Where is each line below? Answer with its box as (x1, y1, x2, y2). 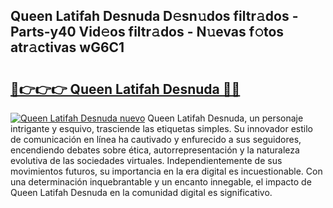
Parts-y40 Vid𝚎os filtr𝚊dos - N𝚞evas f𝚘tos (10, 24, 285, 41)
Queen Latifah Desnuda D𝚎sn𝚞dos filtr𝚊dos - (10, 8, 299, 25)
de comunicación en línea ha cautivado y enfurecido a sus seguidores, (10, 134, 302, 145)
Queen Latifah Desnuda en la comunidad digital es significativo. (10, 187, 273, 198)
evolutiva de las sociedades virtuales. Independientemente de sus (10, 155, 283, 166)
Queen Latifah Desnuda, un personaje (147, 112, 304, 124)
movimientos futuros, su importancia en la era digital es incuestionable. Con (10, 165, 323, 177)
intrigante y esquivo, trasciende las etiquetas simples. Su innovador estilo (10, 123, 313, 134)
